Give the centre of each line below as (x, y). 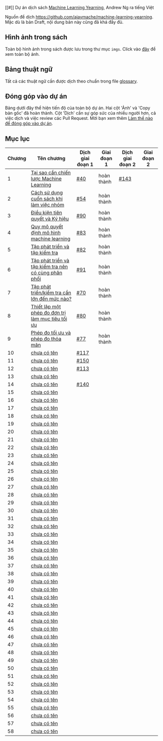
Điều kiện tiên (46, 213)
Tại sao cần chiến (51, 173)
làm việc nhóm (48, 205)
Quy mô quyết (47, 227)
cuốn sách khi (47, 199)
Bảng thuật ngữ (29, 70)
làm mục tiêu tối (49, 319)
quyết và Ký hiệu (50, 219)
